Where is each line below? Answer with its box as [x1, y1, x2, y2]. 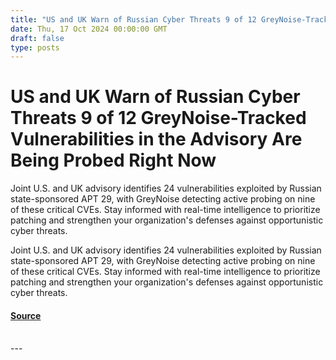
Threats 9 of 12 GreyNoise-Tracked [10, 107, 307, 130]
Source [10, 309, 42, 321]
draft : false [10, 33, 65, 43]
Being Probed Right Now [10, 149, 217, 172]
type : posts [10, 42, 60, 53]
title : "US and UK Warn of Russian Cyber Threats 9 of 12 [10, 14, 257, 25]
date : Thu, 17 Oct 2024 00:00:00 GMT [10, 24, 168, 34]
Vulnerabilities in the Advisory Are [10, 128, 303, 151]
